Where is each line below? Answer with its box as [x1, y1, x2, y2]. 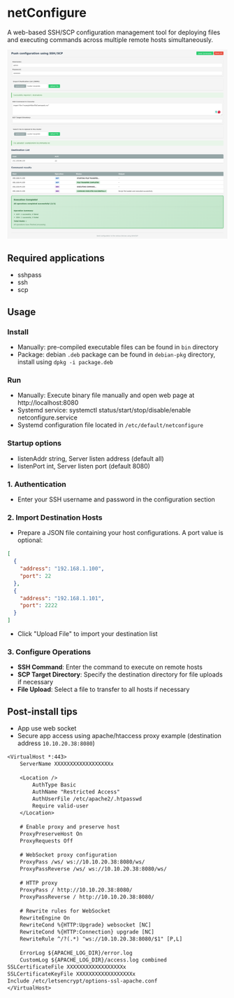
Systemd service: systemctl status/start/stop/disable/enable [17, 406, 191, 415]
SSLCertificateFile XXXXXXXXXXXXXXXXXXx [7, 964, 127, 971]
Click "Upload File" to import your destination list [17, 630, 159, 638]
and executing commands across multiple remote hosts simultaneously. [7, 35, 214, 43]
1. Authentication [7, 479, 66, 489]
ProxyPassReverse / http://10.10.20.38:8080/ [20, 894, 155, 901]
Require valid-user [32, 803, 89, 810]
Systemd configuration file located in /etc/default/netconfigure [17, 421, 204, 429]
